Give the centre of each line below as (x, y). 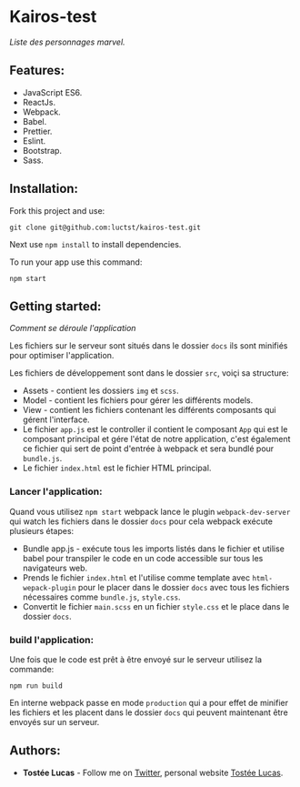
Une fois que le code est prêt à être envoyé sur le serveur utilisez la (135, 659)
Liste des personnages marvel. (67, 42)
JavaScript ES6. (52, 92)
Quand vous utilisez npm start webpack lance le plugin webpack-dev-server (150, 511)
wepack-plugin (49, 588)
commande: (32, 669)
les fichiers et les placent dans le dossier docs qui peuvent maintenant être (149, 712)
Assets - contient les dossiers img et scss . (100, 391)
